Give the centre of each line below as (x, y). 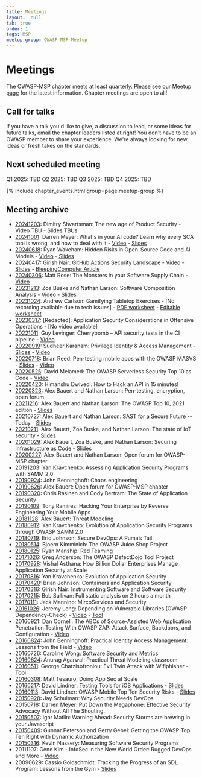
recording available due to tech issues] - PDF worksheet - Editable (98, 308)
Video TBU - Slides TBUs (46, 230)
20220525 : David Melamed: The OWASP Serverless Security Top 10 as (103, 372)
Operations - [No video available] (56, 327)
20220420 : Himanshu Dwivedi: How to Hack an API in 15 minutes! (97, 384)
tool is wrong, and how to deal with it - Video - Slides (81, 243)
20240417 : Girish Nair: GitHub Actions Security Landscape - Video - (100, 262)
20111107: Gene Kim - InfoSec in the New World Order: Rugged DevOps (103, 750)
